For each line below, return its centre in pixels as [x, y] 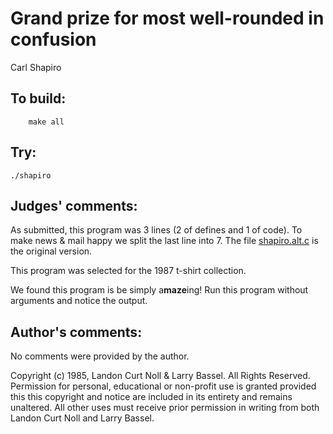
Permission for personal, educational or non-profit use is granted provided [163, 386]
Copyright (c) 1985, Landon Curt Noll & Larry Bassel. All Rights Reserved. [160, 376]
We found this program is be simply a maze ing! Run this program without [159, 290]
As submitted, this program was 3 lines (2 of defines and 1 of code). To [156, 230]
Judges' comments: [74, 205]
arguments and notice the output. [79, 301]
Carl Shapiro [36, 67]
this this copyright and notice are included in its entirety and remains [151, 397]
